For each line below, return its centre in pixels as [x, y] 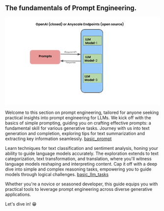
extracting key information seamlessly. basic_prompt [58, 139]
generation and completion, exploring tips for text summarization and [75, 134]
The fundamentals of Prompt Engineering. [71, 8]
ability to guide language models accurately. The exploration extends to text [82, 154]
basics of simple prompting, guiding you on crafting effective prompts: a [78, 123]
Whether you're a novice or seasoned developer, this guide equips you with [82, 184]
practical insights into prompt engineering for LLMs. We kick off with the [78, 118]
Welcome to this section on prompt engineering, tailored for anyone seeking [82, 112]
